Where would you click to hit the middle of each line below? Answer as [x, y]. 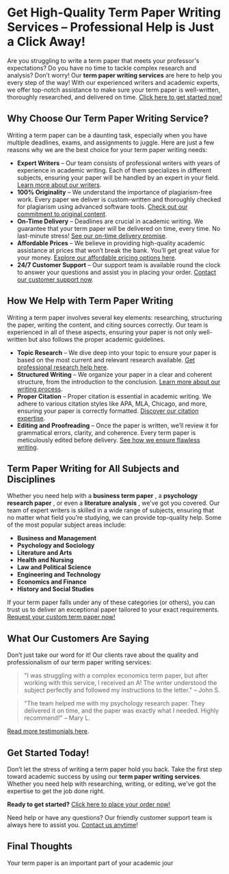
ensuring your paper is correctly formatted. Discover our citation [108, 411]
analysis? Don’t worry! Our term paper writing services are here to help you [114, 75]
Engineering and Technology [59, 575]
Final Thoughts [40, 846]
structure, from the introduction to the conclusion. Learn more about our [119, 382]
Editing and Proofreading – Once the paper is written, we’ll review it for [118, 425]
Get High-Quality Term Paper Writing [114, 13]
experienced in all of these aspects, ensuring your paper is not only [102, 332]
